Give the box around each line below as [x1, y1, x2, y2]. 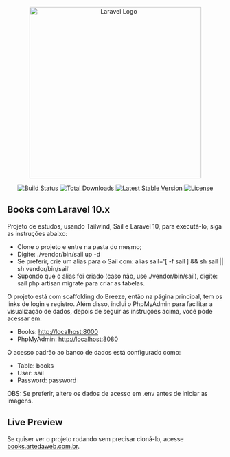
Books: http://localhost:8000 [16, 327, 98, 336]
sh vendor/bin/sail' [16, 264, 70, 272]
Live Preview [7, 417, 63, 428]
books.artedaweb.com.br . [7, 442, 80, 450]
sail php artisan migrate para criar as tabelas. [16, 279, 146, 288]
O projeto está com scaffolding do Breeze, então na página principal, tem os [7, 292, 223, 301]
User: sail [16, 368, 45, 377]
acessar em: [7, 314, 43, 323]
